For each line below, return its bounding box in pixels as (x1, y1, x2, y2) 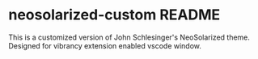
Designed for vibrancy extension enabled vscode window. (8, 40, 202, 50)
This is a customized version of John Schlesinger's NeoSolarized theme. (8, 32, 251, 42)
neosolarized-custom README (8, 6, 221, 24)
